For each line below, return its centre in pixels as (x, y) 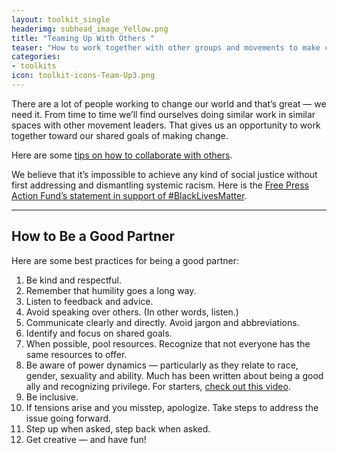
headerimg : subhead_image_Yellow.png (90, 29)
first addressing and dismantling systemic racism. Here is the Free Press (160, 185)
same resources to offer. (76, 354)
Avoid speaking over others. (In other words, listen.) (132, 312)
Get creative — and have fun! (86, 439)
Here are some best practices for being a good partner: (125, 260)
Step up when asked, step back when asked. (118, 428)
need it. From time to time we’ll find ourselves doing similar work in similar (163, 114)
